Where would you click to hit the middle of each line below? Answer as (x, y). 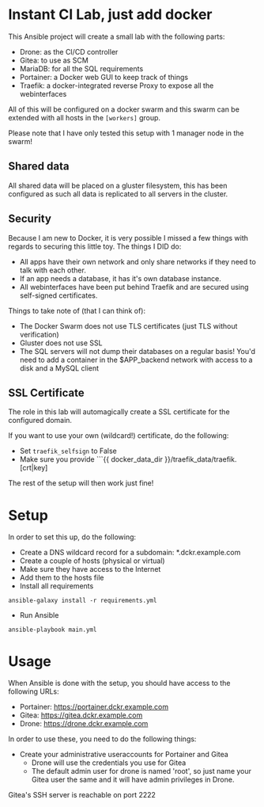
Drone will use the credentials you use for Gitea (109, 763)
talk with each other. (53, 270)
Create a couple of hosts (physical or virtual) (92, 561)
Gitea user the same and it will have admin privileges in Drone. (133, 780)
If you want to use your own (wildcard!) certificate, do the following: (119, 436)
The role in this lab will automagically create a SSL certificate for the (119, 412)
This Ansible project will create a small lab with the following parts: (117, 36)
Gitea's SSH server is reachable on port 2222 (82, 795)
